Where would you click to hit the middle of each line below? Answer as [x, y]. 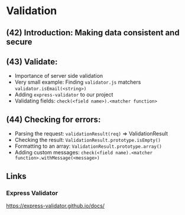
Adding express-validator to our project [64, 95]
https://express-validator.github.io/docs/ [56, 206]
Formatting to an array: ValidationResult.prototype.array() [88, 146]
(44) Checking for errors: [53, 119]
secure [19, 42]
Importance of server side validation [59, 76]
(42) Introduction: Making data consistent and [93, 33]
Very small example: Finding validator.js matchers [78, 82]
